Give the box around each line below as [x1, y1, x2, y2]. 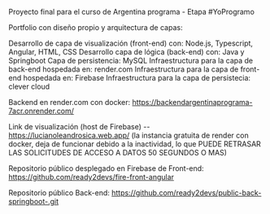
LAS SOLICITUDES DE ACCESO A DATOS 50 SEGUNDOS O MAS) [8, 148, 228, 157]
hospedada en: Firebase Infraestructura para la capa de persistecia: [23, 73, 250, 82]
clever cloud [8, 81, 50, 91]
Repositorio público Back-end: [8, 188, 110, 198]
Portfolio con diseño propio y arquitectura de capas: [8, 23, 183, 32]
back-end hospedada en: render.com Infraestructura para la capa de [8, 64, 239, 74]
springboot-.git [8, 197, 59, 206]
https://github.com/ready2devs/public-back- [111, 188, 262, 198]
